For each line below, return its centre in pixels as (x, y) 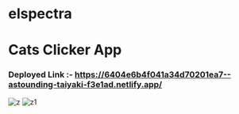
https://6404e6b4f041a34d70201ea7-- (153, 74)
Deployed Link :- (40, 74)
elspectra (40, 14)
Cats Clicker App (65, 50)
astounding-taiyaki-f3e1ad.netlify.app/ (85, 85)
